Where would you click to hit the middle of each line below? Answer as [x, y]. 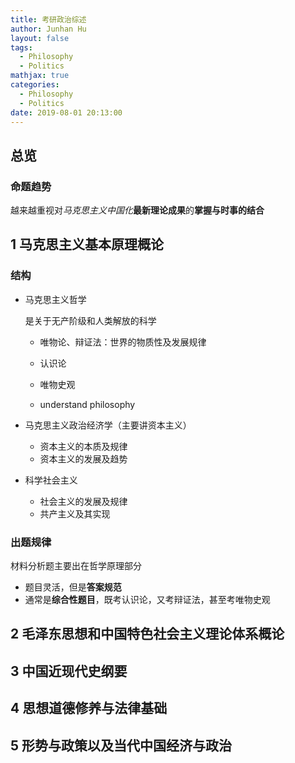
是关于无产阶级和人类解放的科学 [90, 320]
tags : [21, 47]
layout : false [40, 38]
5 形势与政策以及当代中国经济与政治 [121, 745]
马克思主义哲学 [55, 299]
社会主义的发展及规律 [83, 501]
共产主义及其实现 [75, 513]
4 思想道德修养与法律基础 [89, 708]
